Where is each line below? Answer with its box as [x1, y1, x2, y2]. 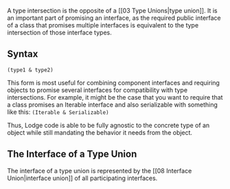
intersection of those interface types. [7, 28, 112, 36]
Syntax [7, 48, 38, 60]
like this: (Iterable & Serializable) [7, 107, 109, 116]
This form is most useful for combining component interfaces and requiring [7, 78, 220, 87]
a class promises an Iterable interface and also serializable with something [7, 100, 218, 109]
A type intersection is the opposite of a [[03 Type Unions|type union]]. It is [7, 7, 218, 14]
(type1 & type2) [7, 66, 54, 74]
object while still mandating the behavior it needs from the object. [7, 128, 193, 137]
